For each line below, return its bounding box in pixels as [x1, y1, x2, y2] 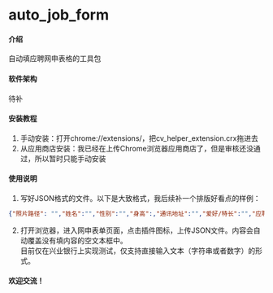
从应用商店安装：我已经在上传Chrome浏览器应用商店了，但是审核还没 [19, 143, 254, 153]
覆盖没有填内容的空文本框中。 [27, 235, 128, 245]
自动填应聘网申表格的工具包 [8, 54, 102, 63]
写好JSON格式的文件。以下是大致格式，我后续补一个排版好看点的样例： [19, 194, 262, 203]
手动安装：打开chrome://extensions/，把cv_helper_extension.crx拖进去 [19, 133, 258, 143]
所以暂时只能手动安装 [34, 153, 106, 164]
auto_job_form [8, 6, 110, 24]
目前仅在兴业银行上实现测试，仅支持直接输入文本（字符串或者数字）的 [19, 246, 256, 256]
